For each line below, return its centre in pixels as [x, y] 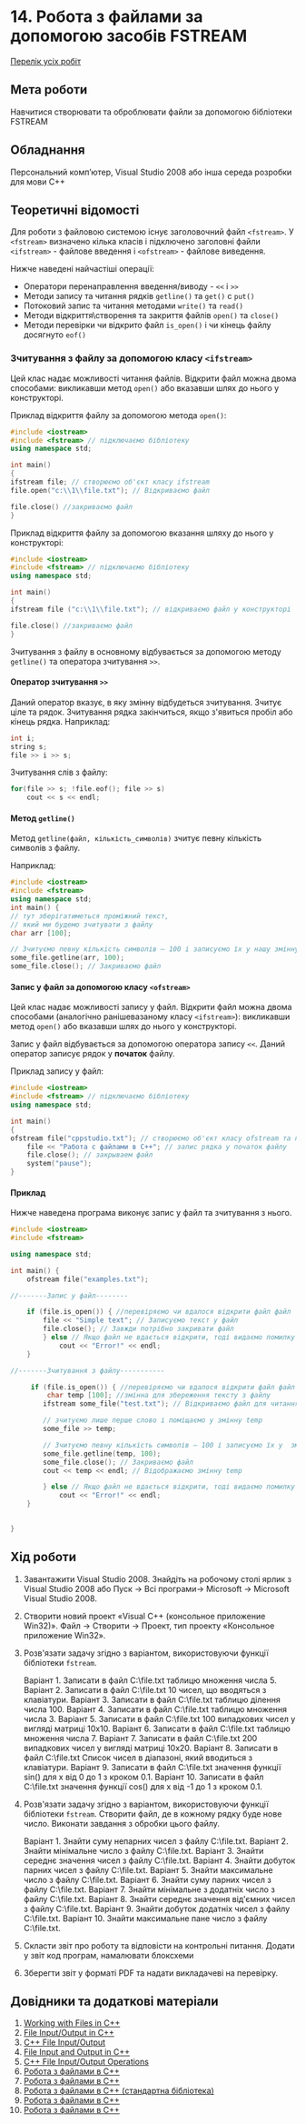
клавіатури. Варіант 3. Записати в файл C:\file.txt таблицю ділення [152, 1699]
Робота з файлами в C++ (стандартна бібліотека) [118, 2091]
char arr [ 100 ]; [41, 933]
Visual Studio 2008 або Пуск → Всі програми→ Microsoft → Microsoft [156, 1588]
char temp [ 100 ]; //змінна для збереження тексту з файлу [159, 1396]
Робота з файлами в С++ [72, 2071]
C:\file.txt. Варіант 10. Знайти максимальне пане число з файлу [145, 1918]
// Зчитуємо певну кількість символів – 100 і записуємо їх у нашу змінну [155, 949]
